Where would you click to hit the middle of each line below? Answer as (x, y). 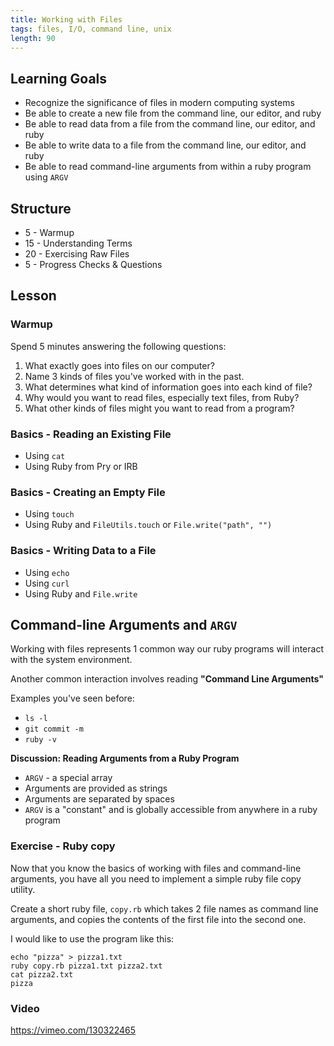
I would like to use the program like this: (92, 938)
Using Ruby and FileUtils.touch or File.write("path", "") (148, 525)
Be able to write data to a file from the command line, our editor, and (165, 145)
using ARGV (46, 177)
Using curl (47, 583)
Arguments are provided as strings (96, 788)
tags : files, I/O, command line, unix (91, 29)
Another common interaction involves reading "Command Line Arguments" (167, 679)
